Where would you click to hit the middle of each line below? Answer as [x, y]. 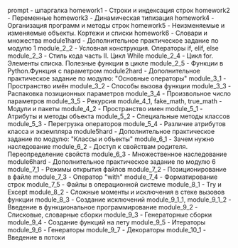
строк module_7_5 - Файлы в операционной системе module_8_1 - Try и [114, 184]
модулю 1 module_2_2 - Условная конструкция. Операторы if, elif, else [113, 48]
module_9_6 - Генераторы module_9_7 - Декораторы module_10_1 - [107, 230]
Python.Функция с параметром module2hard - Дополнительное [104, 71]
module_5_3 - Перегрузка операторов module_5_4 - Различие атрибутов [117, 124]
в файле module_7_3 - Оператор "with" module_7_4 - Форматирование [113, 177]
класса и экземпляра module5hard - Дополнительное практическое [111, 131]
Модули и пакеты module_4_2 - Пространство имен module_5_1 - [105, 109]
